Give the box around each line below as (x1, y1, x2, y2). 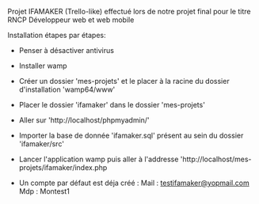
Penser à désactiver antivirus (18, 46, 114, 55)
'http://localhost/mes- (180, 154, 252, 164)
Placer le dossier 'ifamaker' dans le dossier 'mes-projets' (18, 100, 205, 109)
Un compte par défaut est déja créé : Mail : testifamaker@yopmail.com (18, 178, 250, 187)
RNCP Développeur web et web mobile (7, 15, 135, 25)
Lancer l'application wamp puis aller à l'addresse (18, 154, 179, 164)
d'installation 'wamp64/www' (18, 85, 116, 94)
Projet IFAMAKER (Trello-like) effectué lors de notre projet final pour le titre (7, 7, 251, 16)
